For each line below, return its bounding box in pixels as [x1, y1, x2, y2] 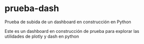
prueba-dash [4, 3, 59, 14]
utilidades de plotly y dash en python [4, 33, 79, 39]
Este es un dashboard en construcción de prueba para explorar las [4, 28, 140, 34]
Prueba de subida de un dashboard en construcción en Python [4, 19, 132, 25]
